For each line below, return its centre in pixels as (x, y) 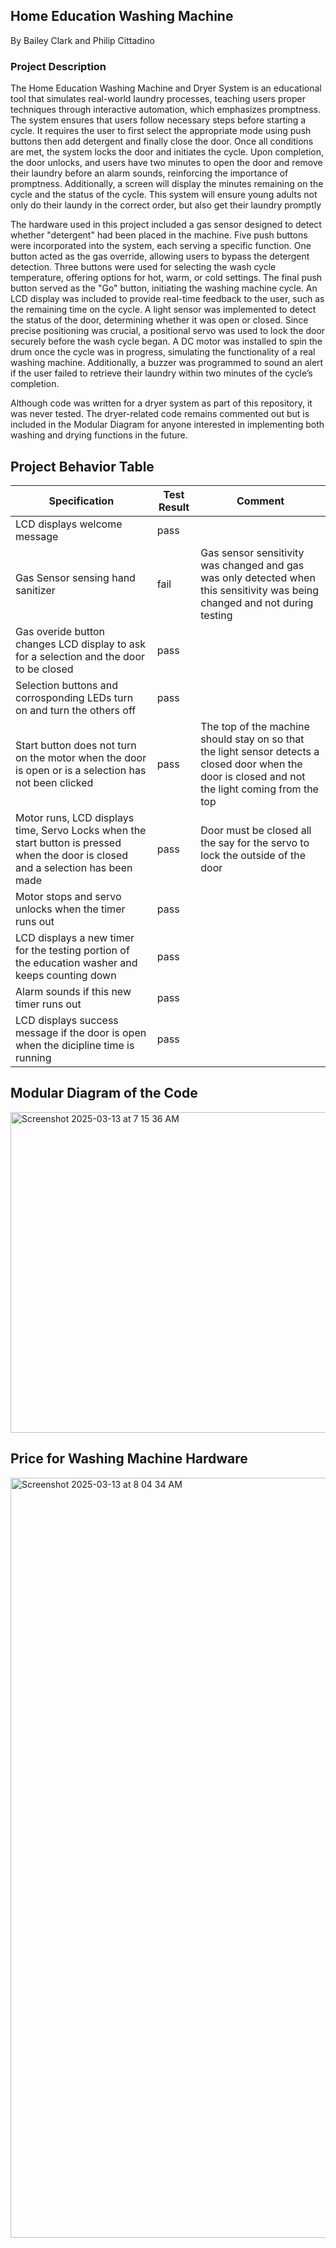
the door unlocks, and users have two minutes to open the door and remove (166, 163)
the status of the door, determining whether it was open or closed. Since (159, 320)
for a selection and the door (80, 656)
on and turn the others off (76, 710)
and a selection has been (74, 867)
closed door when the (251, 764)
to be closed (44, 669)
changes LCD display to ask (81, 644)
